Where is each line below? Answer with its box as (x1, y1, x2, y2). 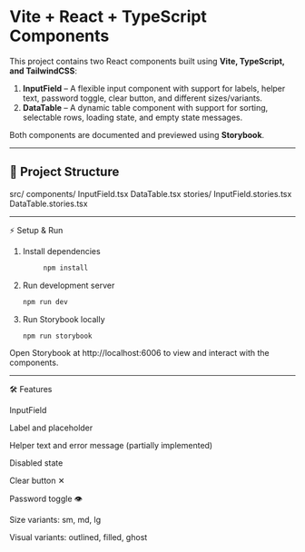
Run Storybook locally (22, 313, 106, 324)
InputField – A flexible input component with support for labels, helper (22, 83, 286, 94)
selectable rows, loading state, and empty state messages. (22, 112, 243, 123)
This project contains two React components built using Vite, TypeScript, (9, 55, 285, 66)
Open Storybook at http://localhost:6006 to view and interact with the (9, 348, 270, 359)
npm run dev (22, 297, 68, 306)
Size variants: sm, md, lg (9, 515, 102, 526)
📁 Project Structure (9, 164, 120, 180)
